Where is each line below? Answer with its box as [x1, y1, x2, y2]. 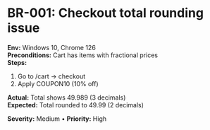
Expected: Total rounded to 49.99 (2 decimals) [7, 100, 144, 109]
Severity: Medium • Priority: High [7, 114, 107, 123]
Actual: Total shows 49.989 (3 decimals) [7, 93, 126, 102]
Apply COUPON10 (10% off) [17, 79, 99, 88]
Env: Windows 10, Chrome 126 [7, 43, 97, 52]
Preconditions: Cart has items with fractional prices [7, 51, 159, 59]
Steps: [7, 58, 27, 66]
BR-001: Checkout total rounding [7, 5, 204, 21]
